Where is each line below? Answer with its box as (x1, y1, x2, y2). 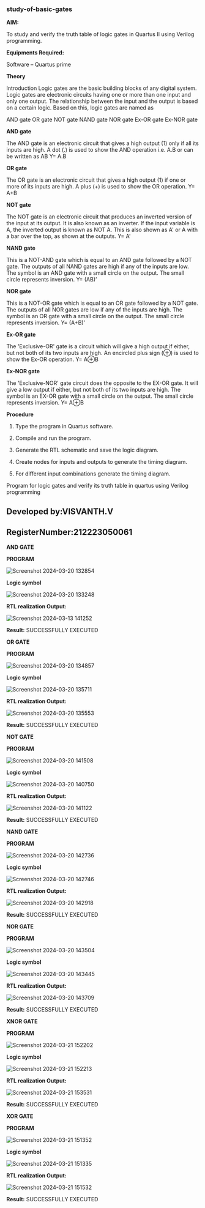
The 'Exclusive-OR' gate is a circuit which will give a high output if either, (6, 343, 190, 350)
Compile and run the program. (15, 434, 92, 442)
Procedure (6, 411, 34, 418)
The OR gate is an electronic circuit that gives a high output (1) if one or (6, 176, 186, 184)
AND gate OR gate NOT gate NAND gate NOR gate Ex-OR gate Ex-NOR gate (6, 116, 198, 124)
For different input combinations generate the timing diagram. (15, 470, 171, 477)
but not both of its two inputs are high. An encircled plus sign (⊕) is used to (6, 349, 199, 357)
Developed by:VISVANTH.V (6, 506, 114, 516)
